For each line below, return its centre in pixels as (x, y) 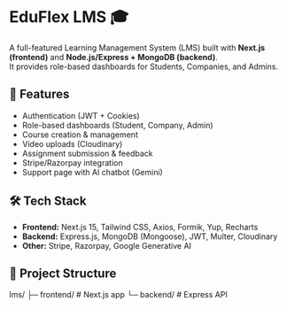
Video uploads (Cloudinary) (72, 143)
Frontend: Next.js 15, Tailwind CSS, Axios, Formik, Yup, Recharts (140, 227)
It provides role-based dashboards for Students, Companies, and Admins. (144, 66)
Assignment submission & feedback (87, 153)
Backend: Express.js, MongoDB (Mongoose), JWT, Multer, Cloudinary (150, 236)
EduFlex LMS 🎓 (69, 17)
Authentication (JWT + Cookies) (81, 115)
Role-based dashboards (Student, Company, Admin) (118, 125)
